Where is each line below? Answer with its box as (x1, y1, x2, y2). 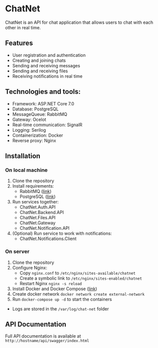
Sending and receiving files (12, 68, 68, 74)
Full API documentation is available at (5, 333, 81, 339)
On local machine (5, 166, 48, 173)
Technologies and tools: (5, 88, 81, 96)
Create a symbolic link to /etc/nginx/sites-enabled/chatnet (19, 275, 142, 281)
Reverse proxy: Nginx (12, 137, 56, 144)
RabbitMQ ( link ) (19, 189, 52, 195)
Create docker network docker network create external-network (12, 291, 145, 297)
